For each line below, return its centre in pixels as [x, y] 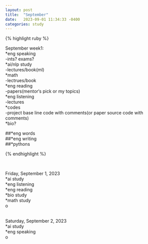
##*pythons [18, 144]
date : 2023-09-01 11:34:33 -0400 [43, 19]
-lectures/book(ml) [25, 70]
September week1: [24, 48]
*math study [18, 200]
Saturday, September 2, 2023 [36, 221]
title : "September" [27, 15]
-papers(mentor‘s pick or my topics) [43, 91]
